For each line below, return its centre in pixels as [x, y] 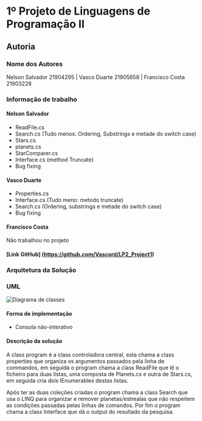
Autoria [21, 47]
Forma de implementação [39, 313]
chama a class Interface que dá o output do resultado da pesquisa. [90, 411]
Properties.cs [32, 193]
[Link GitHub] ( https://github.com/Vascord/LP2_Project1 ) [80, 254]
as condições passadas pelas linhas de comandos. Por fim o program [93, 405]
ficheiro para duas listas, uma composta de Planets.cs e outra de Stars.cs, [99, 374]
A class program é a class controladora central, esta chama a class [90, 355]
